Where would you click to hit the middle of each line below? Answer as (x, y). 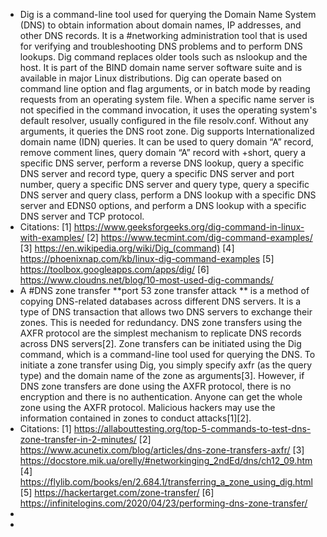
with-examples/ (52, 237)
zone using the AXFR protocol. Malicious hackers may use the (147, 407)
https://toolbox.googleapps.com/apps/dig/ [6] (114, 269)
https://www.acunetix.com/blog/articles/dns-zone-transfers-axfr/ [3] (162, 450)
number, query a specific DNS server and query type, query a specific (164, 184)
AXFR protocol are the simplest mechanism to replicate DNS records (160, 333)
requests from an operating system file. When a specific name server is (167, 99)
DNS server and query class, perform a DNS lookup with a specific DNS (168, 195)
